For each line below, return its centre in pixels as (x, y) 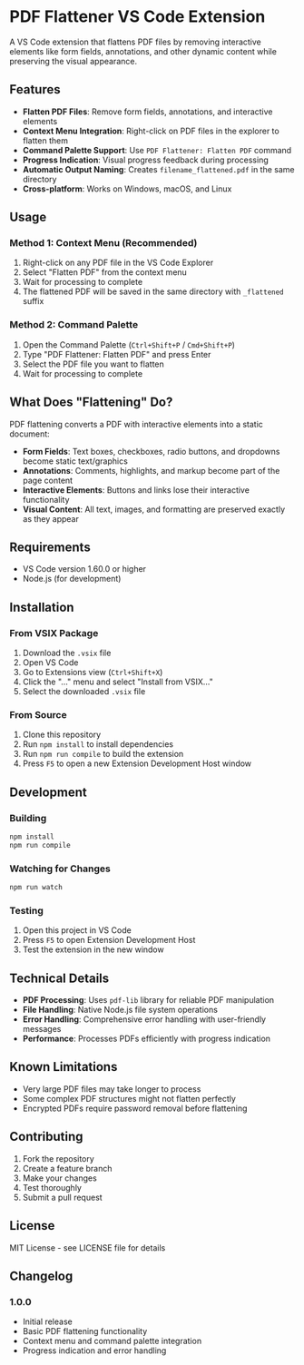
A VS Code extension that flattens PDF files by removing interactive (135, 42)
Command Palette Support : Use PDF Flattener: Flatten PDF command (157, 150)
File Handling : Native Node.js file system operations (120, 1010)
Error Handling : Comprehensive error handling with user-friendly (144, 1019)
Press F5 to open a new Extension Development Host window (137, 763)
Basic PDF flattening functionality (85, 1331)
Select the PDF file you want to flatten (93, 364)
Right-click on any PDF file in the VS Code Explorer (118, 263)
